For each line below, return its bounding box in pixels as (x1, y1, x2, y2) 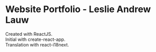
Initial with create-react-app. (5, 36, 65, 42)
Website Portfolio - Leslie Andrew (5, 4, 151, 15)
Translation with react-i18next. (5, 41, 69, 47)
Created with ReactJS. (5, 31, 53, 37)
